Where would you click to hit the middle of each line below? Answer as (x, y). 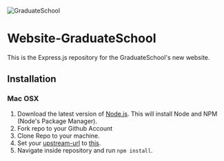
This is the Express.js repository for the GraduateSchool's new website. (109, 57)
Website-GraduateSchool (82, 39)
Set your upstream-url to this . (59, 143)
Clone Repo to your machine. (58, 136)
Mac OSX (23, 98)
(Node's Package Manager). (57, 121)
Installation (32, 79)
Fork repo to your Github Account (65, 128)
